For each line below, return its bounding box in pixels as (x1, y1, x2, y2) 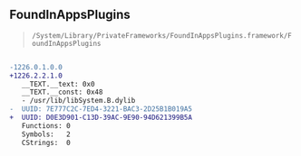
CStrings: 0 (21, 138, 71, 147)
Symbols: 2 (21, 130, 71, 139)
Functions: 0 (21, 121, 71, 130)
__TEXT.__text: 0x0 (21, 79, 95, 88)
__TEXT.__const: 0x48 (21, 87, 103, 97)
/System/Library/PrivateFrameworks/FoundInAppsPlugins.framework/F (31, 31, 292, 40)
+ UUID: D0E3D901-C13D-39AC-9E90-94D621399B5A (9, 113, 193, 123)
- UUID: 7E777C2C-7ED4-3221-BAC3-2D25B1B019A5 (9, 105, 193, 114)
